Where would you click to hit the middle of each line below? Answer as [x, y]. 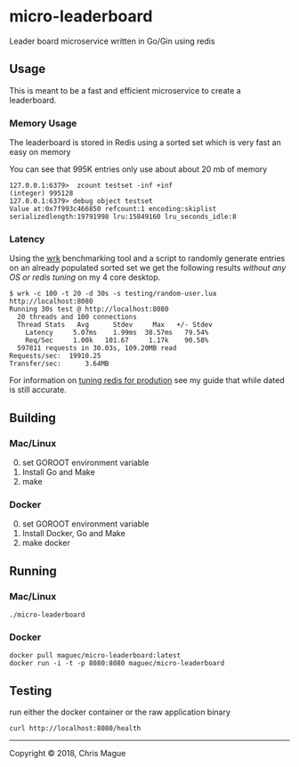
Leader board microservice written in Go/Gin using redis [112, 41]
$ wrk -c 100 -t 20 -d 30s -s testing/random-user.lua [113, 294]
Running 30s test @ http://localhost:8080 [89, 309]
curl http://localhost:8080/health [75, 729]
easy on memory [40, 152]
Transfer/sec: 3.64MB [59, 364]
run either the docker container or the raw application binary [120, 712]
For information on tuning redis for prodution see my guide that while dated [147, 380]
